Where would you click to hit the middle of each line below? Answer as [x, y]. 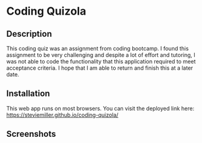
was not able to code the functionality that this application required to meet [101, 61]
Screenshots [31, 134]
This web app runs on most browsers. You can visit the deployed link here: [100, 108]
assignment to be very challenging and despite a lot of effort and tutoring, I [101, 55]
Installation [28, 94]
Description [29, 34]
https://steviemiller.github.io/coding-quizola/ [62, 115]
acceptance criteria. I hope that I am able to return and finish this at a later [100, 68]
